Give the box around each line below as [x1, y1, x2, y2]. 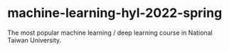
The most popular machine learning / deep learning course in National [7, 28, 213, 37]
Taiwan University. [7, 35, 62, 44]
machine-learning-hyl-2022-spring [7, 5, 223, 21]
